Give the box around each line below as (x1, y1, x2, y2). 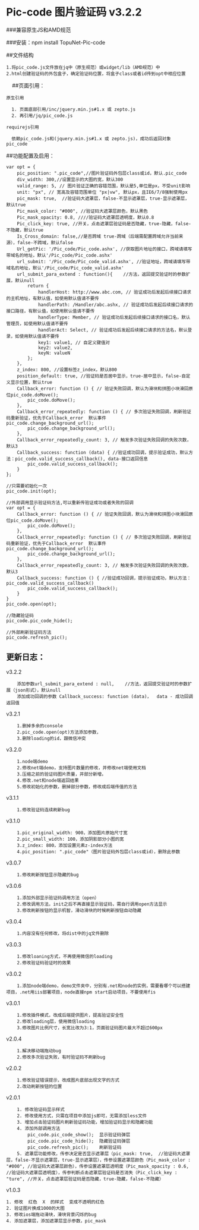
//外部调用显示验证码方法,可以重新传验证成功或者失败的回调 (6, 500, 134, 506)
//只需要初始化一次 (6, 482, 48, 489)
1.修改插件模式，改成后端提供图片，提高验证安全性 (17, 1012, 124, 1018)
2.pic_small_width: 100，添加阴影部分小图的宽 (17, 836, 124, 842)
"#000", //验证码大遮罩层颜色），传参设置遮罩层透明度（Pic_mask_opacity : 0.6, (6, 1163, 189, 1169)
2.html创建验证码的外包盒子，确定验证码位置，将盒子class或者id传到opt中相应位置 (6, 71, 186, 77)
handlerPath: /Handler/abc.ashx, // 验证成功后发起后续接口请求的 (37, 301, 193, 308)
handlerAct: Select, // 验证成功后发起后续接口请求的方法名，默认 (37, 327, 188, 333)
